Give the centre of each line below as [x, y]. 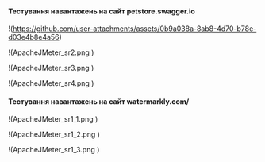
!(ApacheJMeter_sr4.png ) [51, 83]
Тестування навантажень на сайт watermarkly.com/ [99, 101]
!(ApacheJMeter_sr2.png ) [51, 52]
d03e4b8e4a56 [34, 37]
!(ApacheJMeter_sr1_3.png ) [54, 150]
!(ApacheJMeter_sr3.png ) [51, 68]
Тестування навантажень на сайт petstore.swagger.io [102, 11]
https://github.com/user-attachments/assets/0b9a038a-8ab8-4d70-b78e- [135, 29]
